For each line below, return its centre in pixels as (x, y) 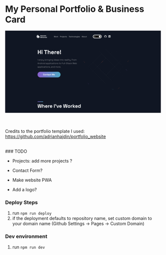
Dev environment (26, 236)
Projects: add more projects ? (42, 161)
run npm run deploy (32, 213)
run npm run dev (29, 247)
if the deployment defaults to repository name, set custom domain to (82, 218)
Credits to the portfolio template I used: (45, 131)
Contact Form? (27, 170)
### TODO (16, 151)
